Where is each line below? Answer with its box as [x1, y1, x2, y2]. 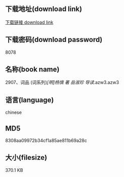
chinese [5, 109, 22, 115]
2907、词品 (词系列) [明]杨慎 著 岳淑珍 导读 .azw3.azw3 [5, 79, 119, 85]
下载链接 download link [5, 19, 54, 25]
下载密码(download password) [5, 35, 103, 44]
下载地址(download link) [5, 5, 82, 14]
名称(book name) [5, 65, 60, 74]
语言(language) [5, 96, 54, 104]
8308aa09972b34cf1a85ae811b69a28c [5, 138, 87, 144]
